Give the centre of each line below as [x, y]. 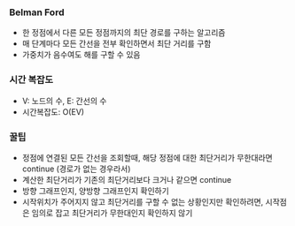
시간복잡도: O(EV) [53, 111]
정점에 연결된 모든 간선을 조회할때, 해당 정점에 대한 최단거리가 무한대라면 [147, 157]
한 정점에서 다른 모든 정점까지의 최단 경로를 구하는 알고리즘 [124, 33]
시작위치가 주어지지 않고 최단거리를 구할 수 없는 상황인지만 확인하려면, [143, 201]
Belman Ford [37, 12]
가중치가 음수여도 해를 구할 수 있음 [81, 55]
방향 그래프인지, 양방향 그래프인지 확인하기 [96, 191]
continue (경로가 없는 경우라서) [76, 169]
